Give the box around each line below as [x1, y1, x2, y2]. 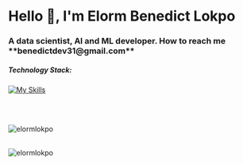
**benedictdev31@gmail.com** [8, 45, 135, 56]
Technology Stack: [8, 65, 72, 75]
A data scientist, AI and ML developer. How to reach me [8, 36, 226, 47]
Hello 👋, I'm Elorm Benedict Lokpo [8, 7, 236, 25]
